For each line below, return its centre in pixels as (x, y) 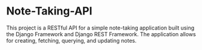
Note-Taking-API (49, 11)
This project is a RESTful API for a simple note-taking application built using (100, 28)
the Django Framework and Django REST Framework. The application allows (101, 34)
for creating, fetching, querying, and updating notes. (72, 40)
